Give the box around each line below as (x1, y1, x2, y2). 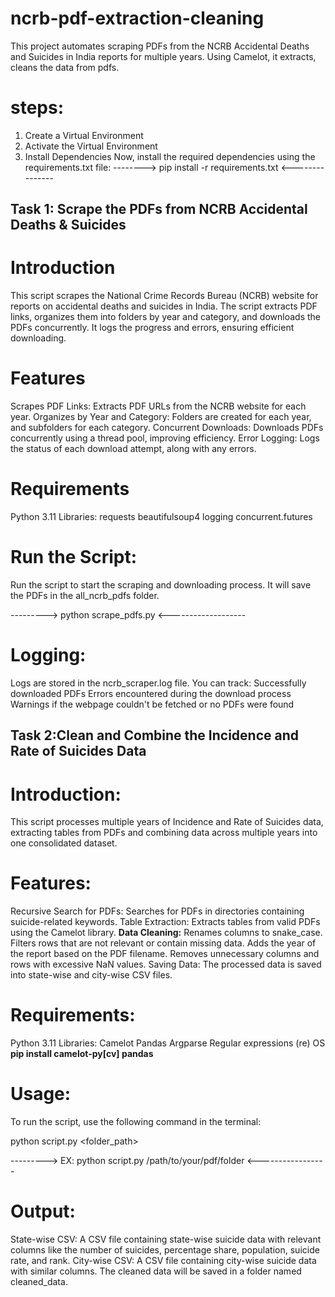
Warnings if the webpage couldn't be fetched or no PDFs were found (10, 698, 295, 710)
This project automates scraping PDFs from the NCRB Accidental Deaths (10, 40, 310, 52)
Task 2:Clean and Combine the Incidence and (10, 727, 300, 744)
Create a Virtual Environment (24, 129, 144, 141)
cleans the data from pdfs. (10, 61, 120, 73)
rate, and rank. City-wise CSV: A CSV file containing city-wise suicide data (10, 1255, 317, 1267)
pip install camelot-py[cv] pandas (10, 1048, 154, 1060)
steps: (10, 97, 65, 119)
